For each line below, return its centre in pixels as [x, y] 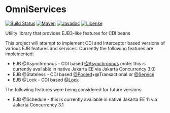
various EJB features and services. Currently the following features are [79, 48]
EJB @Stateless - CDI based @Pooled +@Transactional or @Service [83, 74]
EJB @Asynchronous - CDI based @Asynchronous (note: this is [79, 63]
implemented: [20, 54]
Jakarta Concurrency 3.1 [38, 104]
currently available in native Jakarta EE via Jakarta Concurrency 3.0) [84, 69]
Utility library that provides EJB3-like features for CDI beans [68, 33]
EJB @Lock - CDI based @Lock [46, 80]
